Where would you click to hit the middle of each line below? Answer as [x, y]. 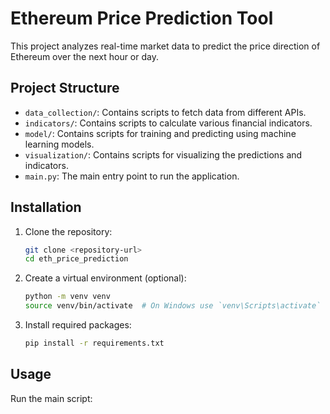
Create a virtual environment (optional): [105, 278]
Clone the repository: [68, 231]
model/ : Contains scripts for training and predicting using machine [160, 133]
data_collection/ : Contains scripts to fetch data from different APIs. [165, 112]
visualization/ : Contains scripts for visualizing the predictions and [163, 154]
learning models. [59, 144]
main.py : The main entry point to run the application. [132, 176]
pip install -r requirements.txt [94, 343]
